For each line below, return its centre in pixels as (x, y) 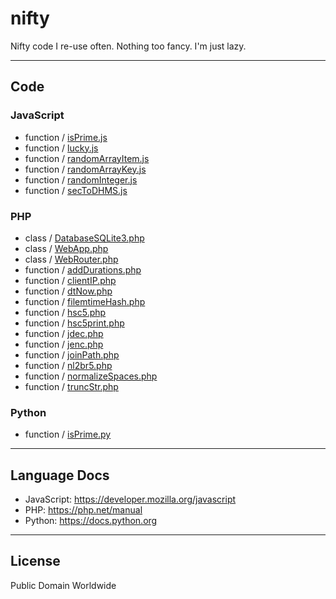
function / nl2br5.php (68, 365)
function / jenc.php (64, 344)
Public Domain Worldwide (63, 585)
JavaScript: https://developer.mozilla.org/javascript (130, 499)
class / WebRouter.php (71, 259)
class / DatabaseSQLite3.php (84, 238)
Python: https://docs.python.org (91, 521)
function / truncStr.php (71, 386)
